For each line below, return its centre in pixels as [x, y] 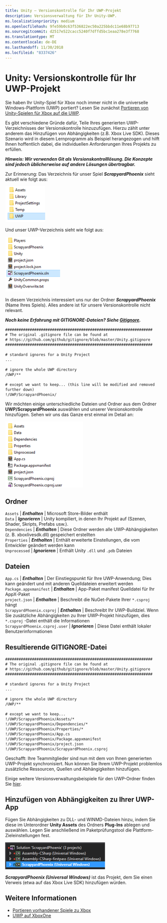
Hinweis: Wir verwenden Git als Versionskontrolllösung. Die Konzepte [79, 159]
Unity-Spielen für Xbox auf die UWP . [43, 113]
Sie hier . [13, 784]
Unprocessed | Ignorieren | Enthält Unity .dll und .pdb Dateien [69, 551]
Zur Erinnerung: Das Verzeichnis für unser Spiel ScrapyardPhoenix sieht [80, 174]
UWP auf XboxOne [32, 916]
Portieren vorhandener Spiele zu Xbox [52, 910]
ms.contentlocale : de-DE [31, 42]
